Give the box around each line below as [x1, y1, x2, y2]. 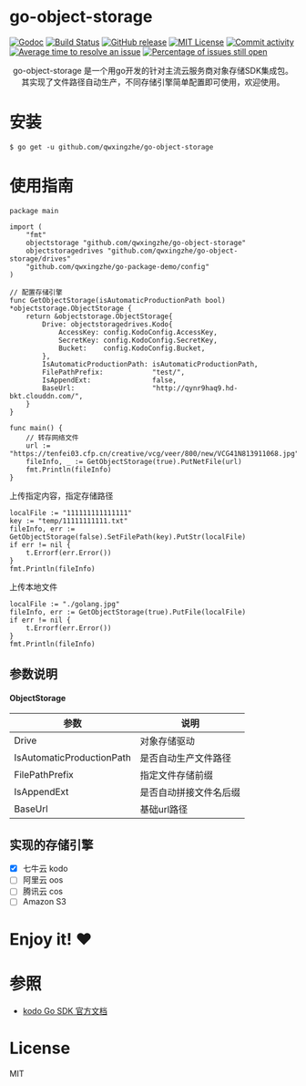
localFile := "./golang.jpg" [9, 599, 120, 608]
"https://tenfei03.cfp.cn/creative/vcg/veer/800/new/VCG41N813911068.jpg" [9, 449, 300, 458]
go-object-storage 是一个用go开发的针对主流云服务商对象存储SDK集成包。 [12, 65, 294, 76]
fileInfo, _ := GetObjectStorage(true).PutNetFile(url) [25, 457, 243, 466]
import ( [9, 222, 43, 232]
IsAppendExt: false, [42, 376, 178, 385]
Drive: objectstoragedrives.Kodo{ [42, 319, 173, 329]
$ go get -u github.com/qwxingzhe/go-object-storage [9, 142, 214, 151]
